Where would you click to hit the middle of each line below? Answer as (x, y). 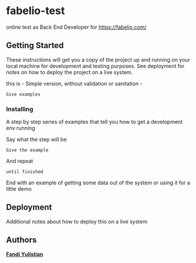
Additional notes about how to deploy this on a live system (77, 221)
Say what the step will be (36, 140)
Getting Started (35, 45)
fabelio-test (36, 11)
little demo (19, 189)
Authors (21, 240)
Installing (20, 109)
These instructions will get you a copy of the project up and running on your (98, 59)
